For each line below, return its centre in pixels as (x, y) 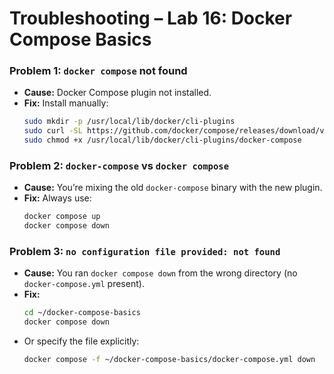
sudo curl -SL (53, 131)
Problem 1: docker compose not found (98, 71)
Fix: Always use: (57, 198)
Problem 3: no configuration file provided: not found (145, 252)
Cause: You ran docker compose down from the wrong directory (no (160, 273)
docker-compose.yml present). (84, 284)
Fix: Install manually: (66, 103)
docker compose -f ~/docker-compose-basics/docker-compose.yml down (169, 360)
